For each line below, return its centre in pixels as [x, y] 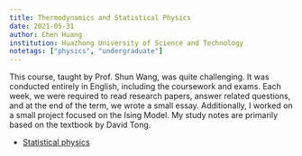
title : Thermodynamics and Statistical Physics [101, 18]
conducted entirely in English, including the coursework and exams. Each [145, 87]
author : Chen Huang [46, 34]
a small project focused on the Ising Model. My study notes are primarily [144, 115]
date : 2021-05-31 [42, 26]
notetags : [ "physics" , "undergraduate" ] [87, 51]
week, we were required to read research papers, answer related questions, [150, 96]
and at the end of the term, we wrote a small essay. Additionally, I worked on [151, 106]
